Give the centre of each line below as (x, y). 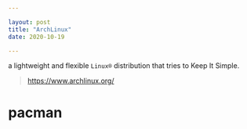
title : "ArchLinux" (40, 29)
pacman (35, 112)
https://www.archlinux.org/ (71, 81)
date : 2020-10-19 (36, 37)
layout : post (29, 22)
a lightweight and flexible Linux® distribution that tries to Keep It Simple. (124, 66)
